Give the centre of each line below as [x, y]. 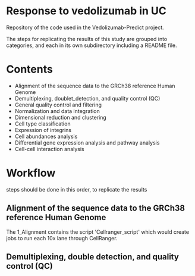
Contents [30, 69]
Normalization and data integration [57, 111]
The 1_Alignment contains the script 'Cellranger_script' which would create [97, 232]
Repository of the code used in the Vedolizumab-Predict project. [85, 27]
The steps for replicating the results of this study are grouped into [87, 39]
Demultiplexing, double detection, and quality [93, 257]
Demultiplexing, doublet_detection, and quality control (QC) [87, 98]
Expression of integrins [43, 130]
